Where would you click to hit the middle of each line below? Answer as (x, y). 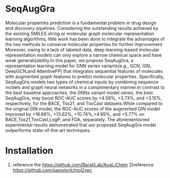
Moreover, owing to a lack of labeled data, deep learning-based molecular (82, 50)
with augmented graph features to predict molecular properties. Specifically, (85, 76)
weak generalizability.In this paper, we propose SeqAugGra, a (70, 60)
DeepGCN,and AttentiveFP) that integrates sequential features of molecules (84, 71)
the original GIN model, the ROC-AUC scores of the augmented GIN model (83, 109)
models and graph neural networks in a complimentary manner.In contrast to (85, 87)
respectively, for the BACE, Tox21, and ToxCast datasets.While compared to (84, 103)
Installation (29, 151)
